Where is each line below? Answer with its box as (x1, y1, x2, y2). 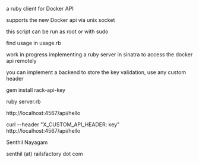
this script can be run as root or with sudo (6, 28, 109, 35)
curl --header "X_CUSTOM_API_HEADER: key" (6, 121, 120, 128)
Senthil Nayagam (6, 139, 48, 146)
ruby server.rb (6, 98, 41, 105)
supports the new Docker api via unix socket (6, 17, 115, 23)
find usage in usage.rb (6, 40, 61, 46)
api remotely (6, 57, 37, 64)
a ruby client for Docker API (6, 5, 74, 12)
